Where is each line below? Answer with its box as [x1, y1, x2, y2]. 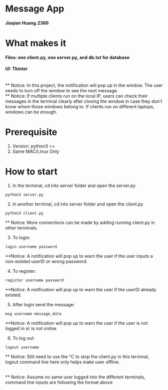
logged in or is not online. [5, 325, 58, 331]
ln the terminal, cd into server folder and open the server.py [12, 182, 136, 188]
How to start [5, 166, 58, 177]
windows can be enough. [5, 109, 58, 115]
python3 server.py [5, 192, 44, 197]
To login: [12, 234, 31, 241]
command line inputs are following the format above [5, 379, 113, 385]
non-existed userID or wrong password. [5, 258, 88, 264]
